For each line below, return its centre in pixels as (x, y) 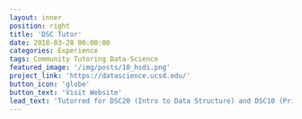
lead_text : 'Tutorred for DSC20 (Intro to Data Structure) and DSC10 (142, 101)
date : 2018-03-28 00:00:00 (60, 42)
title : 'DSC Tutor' (46, 34)
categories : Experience (54, 51)
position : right (40, 26)
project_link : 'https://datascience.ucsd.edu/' (100, 76)
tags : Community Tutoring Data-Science (84, 59)
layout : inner (36, 17)
